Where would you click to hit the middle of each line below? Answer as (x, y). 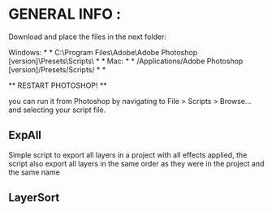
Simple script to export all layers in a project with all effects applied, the (128, 154)
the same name (35, 172)
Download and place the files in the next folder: (87, 37)
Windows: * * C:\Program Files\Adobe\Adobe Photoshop (103, 52)
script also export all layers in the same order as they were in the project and (136, 163)
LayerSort (34, 198)
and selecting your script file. (57, 110)
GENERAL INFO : (65, 14)
